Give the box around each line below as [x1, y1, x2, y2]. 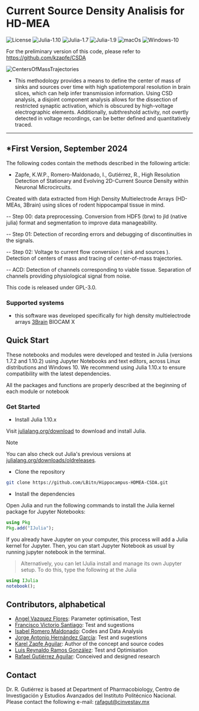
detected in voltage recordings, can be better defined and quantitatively [14, 114, 191, 122]
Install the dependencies [14, 490, 75, 498]
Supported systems [6, 298, 65, 307]
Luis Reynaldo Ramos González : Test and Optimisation [14, 646, 148, 654]
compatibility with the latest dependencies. [6, 370, 111, 377]
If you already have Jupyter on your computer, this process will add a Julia [6, 536, 188, 543]
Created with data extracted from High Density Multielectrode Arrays [6, 195, 175, 202]
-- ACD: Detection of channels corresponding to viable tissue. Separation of [6, 266, 191, 273]
